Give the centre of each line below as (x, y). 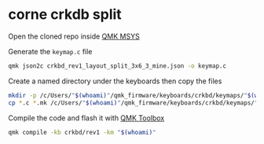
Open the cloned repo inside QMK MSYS (74, 36)
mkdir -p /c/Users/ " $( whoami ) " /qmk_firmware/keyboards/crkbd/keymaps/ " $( (132, 95)
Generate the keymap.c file (50, 51)
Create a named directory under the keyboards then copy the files (115, 81)
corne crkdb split (65, 15)
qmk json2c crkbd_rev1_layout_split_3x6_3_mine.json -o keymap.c (117, 66)
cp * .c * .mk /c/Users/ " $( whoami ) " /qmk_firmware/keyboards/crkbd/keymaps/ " (133, 103)
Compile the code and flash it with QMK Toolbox (86, 118)
